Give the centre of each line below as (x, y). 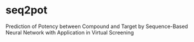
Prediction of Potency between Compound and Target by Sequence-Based (97, 26)
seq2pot (27, 10)
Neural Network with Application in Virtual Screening (70, 32)
